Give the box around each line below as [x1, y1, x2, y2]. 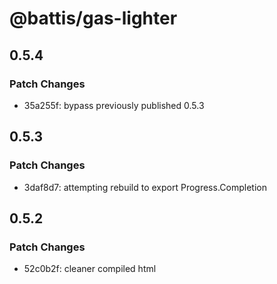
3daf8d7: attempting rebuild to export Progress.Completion [23, 181, 267, 193]
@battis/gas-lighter [9, 7, 178, 30]
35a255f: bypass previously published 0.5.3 [23, 99, 205, 111]
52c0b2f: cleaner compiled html [23, 263, 157, 275]
